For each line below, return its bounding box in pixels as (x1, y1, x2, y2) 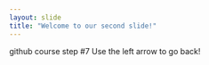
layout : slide (9, 12, 62, 22)
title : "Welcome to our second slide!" (9, 21, 157, 30)
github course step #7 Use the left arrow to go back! (9, 45, 201, 56)
